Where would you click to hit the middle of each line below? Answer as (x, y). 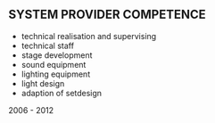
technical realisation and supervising (89, 36)
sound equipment (54, 64)
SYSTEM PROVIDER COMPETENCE (107, 15)
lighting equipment (56, 74)
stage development (57, 55)
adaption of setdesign (62, 93)
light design (43, 83)
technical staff (48, 45)
